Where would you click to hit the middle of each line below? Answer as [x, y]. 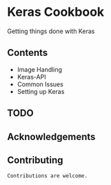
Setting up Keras [41, 91]
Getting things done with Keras [51, 31]
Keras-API [31, 77]
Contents [28, 53]
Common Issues [40, 84]
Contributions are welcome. [48, 176]
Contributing [35, 160]
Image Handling [40, 69]
